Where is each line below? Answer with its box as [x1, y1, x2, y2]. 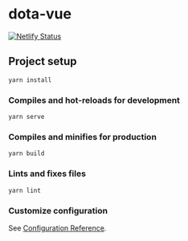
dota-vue [8, 5, 72, 23]
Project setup [8, 55, 78, 68]
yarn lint [8, 186, 42, 194]
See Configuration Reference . [8, 223, 107, 233]
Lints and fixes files [8, 168, 87, 179]
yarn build [8, 149, 45, 157]
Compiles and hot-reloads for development [8, 94, 181, 105]
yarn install [8, 76, 52, 84]
